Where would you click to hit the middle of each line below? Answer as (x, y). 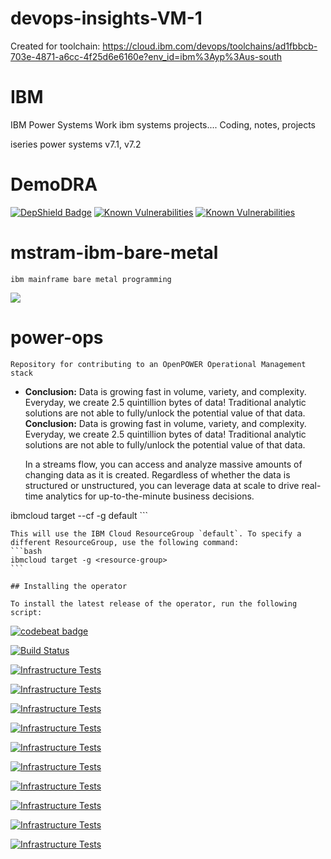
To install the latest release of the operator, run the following (154, 603)
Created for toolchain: (55, 46)
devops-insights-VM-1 (106, 18)
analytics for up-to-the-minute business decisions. (150, 496)
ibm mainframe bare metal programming (91, 279)
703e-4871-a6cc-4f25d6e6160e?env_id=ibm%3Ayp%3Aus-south (146, 56)
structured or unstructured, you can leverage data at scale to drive (162, 485)
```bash (26, 551)
